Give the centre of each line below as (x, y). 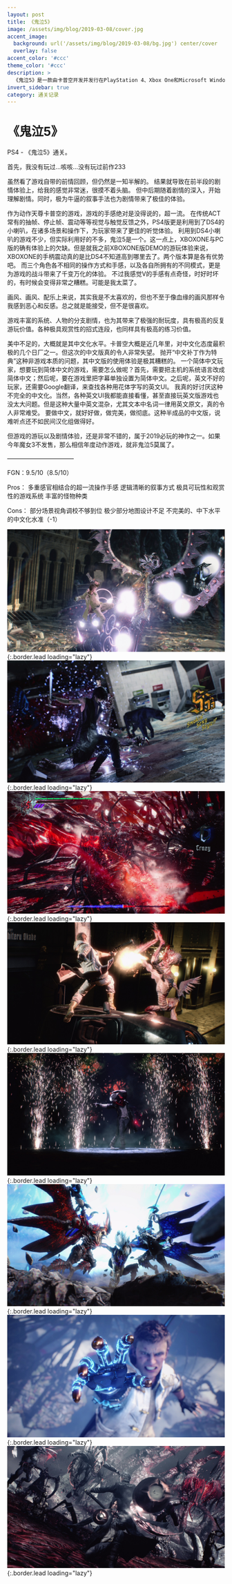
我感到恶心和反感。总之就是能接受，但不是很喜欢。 (80, 306)
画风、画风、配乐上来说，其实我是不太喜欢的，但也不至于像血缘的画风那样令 (116, 297)
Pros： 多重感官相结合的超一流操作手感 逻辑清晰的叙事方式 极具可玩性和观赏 (116, 487)
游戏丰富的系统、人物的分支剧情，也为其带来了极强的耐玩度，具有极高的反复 (116, 320)
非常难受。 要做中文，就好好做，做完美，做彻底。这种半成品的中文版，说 (117, 413)
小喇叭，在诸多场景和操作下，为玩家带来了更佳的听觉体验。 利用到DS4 (108, 231)
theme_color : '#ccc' (37, 66)
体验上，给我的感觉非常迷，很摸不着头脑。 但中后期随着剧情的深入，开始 (117, 190)
